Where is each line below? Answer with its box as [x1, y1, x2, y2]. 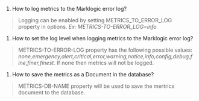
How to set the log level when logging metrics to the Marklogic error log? [11, 35, 194, 41]
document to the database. [17, 89, 86, 96]
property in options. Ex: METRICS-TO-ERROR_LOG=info [17, 23, 157, 30]
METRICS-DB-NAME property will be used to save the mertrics [17, 82, 175, 90]
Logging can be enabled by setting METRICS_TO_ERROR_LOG [17, 17, 172, 23]
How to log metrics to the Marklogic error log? [11, 5, 127, 12]
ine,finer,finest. [17, 60, 55, 66]
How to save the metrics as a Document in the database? [11, 71, 154, 78]
